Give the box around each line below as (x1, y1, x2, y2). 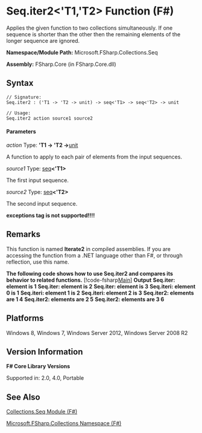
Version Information (6, 347, 83, 357)
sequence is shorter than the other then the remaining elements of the (6, 30, 181, 37)
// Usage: (6, 110, 31, 116)
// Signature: (6, 94, 42, 100)
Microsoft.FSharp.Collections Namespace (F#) (6, 420, 122, 427)
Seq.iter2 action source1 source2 (6, 115, 93, 122)
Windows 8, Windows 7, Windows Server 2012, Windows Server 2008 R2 (6, 329, 188, 336)
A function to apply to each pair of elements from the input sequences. (6, 153, 183, 160)
